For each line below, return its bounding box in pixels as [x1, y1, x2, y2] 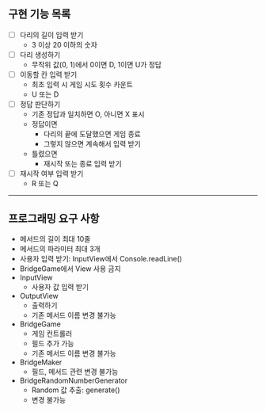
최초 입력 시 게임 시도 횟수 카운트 [31, 80, 133, 89]
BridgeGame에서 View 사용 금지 [19, 264, 121, 273]
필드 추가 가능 [31, 338, 74, 348]
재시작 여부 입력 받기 [19, 169, 84, 178]
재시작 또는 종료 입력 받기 [43, 159, 122, 169]
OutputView [19, 291, 59, 300]
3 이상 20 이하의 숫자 [31, 40, 97, 49]
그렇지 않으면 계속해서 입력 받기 [43, 139, 141, 149]
